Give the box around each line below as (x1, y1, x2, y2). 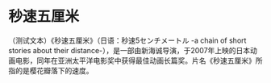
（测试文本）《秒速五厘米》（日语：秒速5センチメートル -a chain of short (8, 35, 247, 45)
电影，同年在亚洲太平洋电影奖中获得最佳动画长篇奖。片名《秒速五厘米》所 (15, 56, 263, 65)
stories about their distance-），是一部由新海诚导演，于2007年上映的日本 (8, 45, 251, 55)
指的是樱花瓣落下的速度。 (8, 65, 94, 75)
